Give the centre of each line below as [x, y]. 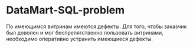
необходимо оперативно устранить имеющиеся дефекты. [80, 39]
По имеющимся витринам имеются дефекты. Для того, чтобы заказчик [97, 26]
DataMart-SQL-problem [66, 10]
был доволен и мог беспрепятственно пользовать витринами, [85, 32]
